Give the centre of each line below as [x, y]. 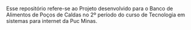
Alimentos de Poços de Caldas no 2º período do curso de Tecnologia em [96, 15]
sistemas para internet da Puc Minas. [52, 21]
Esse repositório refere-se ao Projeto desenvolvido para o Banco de [90, 9]
